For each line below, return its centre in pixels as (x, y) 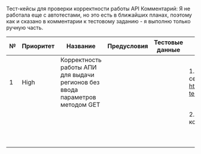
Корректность (81, 60)
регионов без (80, 82)
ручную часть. (25, 27)
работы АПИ (78, 67)
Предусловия (128, 46)
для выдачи (77, 75)
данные (168, 50)
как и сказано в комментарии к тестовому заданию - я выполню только (98, 21)
